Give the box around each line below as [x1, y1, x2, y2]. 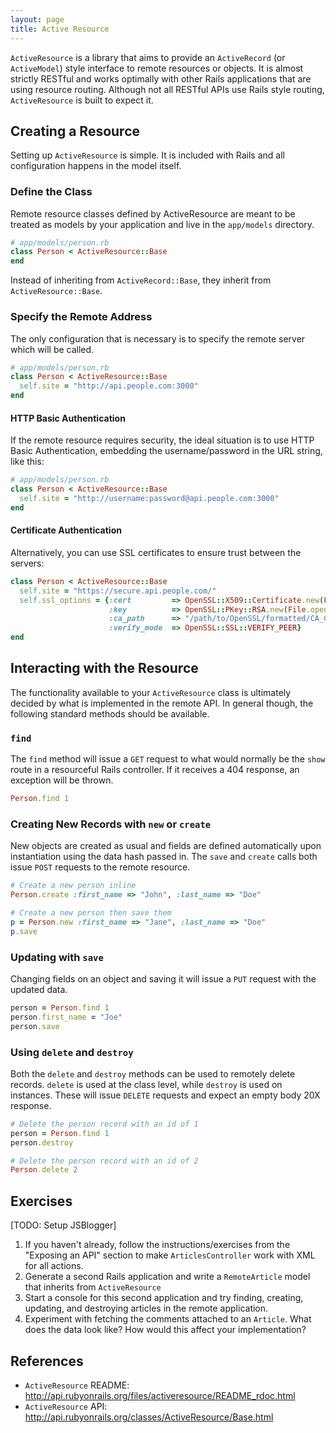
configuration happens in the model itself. [10, 160, 182, 172]
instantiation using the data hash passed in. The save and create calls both [10, 851, 318, 863]
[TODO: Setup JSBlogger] [10, 1219, 117, 1231]
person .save [10, 1021, 60, 1031]
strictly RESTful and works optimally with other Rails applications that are [10, 72, 312, 85]
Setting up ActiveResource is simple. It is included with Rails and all [10, 149, 285, 161]
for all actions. [24, 1260, 84, 1272]
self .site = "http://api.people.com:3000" [19, 381, 199, 391]
